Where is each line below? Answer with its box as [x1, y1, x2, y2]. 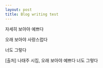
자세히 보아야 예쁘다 [5, 26, 44, 32]
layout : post [5, 7, 32, 12]
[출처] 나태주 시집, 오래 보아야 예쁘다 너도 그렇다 [5, 57, 98, 63]
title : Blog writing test [5, 12, 58, 17]
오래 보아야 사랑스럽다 [5, 36, 48, 42]
